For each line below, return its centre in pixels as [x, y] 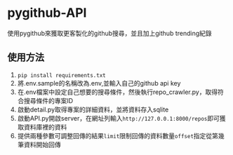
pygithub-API [47, 13]
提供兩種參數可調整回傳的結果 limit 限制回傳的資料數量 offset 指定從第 [118, 135]
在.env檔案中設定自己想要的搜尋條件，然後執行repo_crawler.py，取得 [118, 92]
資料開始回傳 [42, 144]
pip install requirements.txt [62, 75]
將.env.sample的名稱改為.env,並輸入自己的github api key [99, 83]
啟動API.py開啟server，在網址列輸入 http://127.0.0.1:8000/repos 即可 [118, 118]
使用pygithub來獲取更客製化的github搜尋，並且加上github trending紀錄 [109, 33]
